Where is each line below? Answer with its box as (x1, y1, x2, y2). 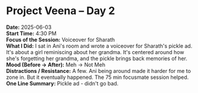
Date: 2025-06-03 (6, 24, 52, 31)
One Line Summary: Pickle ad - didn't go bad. (6, 79, 119, 87)
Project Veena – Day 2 (6, 4, 115, 18)
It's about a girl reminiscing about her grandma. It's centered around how (6, 48, 184, 55)
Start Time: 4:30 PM (6, 29, 57, 36)
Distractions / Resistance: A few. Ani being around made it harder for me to (6, 67, 191, 74)
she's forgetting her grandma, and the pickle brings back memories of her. (6, 55, 187, 62)
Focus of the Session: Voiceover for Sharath (6, 36, 115, 43)
